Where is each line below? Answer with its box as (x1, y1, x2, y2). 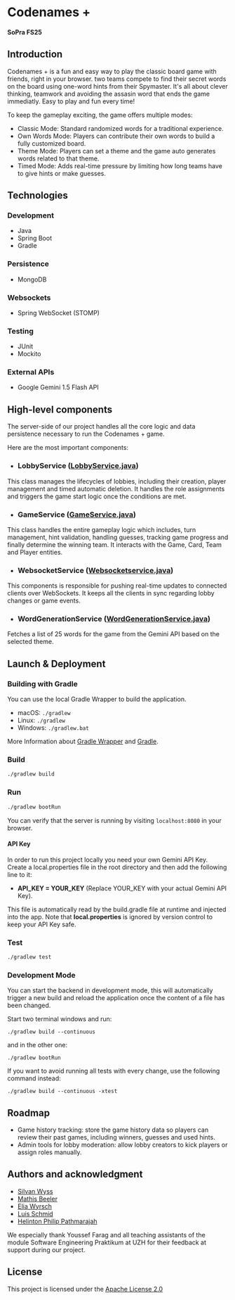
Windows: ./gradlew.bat (17, 724, 89, 732)
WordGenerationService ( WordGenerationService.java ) (17, 614, 210, 624)
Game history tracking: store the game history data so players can (17, 1125, 209, 1134)
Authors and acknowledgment (7, 1168, 143, 1180)
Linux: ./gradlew (17, 716, 65, 725)
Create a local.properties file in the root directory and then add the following (7, 863, 227, 871)
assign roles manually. (17, 1148, 82, 1156)
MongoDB (17, 275, 47, 284)
